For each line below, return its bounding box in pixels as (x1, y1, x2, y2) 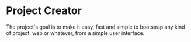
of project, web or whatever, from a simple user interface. (6, 29, 145, 36)
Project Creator (6, 4, 82, 17)
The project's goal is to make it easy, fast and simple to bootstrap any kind (6, 23, 185, 30)
